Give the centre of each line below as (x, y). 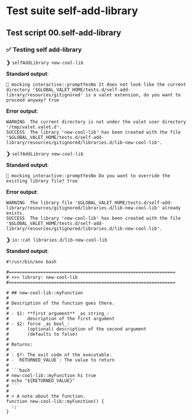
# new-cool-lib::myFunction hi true (51, 375)
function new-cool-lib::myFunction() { (55, 401)
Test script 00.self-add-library (64, 33)
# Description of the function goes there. (61, 303)
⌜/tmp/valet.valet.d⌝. (34, 127)
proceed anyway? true (33, 100)
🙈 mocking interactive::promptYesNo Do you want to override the (88, 175)
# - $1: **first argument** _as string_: (58, 313)
